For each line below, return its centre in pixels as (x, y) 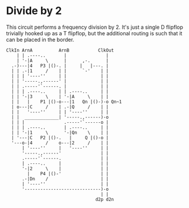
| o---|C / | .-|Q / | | (60, 107)
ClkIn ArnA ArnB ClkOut (60, 50)
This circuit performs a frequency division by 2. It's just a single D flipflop (95, 27)
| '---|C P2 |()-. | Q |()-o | (60, 137)
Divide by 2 (34, 11)
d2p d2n (105, 199)
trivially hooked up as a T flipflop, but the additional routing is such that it (94, 33)
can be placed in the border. (40, 39)
